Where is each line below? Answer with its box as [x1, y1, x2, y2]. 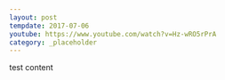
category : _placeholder [9, 37, 98, 47]
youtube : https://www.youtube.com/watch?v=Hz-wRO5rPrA [9, 29, 217, 38]
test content [9, 62, 53, 73]
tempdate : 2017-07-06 [9, 21, 90, 30]
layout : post [9, 12, 58, 22]
